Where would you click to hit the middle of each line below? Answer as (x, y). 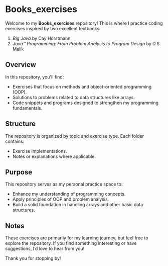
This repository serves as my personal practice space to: (64, 184)
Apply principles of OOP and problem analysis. (61, 199)
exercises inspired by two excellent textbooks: (53, 28)
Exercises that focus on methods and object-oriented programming (82, 86)
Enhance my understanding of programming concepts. (69, 194)
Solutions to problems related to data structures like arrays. (74, 97)
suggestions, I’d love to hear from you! (45, 249)
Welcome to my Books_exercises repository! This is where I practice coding (84, 23)
